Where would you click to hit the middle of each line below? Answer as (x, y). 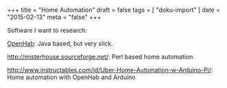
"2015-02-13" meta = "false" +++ (54, 17)
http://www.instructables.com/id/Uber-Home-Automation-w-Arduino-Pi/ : (110, 70)
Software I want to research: (47, 30)
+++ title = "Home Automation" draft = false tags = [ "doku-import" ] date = (114, 10)
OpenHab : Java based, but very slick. (60, 43)
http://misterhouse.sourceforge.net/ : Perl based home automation (100, 57)
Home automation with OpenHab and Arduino (71, 77)
